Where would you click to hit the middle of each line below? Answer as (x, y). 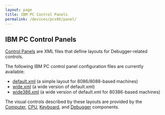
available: (15, 72)
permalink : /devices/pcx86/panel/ (41, 19)
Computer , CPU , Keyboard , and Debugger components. (62, 107)
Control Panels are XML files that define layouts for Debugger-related (77, 51)
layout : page (19, 10)
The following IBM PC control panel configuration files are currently (74, 66)
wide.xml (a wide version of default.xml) (54, 87)
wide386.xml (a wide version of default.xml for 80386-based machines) (86, 92)
